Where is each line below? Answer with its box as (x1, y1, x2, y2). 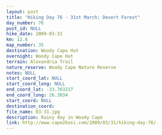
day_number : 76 (6, 20, 44, 26)
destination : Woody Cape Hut (6, 48, 79, 54)
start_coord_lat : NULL (6, 75, 63, 81)
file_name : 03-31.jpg (6, 109, 60, 115)
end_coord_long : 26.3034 (6, 92, 68, 98)
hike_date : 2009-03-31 (6, 31, 63, 37)
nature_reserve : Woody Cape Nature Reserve (6, 64, 117, 70)
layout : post (6, 8, 39, 15)
